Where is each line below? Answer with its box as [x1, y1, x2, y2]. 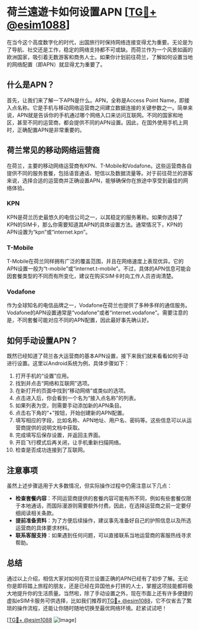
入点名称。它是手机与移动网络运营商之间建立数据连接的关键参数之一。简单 [6, 104, 188, 111]
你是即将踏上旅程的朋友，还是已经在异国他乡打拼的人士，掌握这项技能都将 [6, 582, 188, 589]
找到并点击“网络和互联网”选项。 [15, 380, 93, 387]
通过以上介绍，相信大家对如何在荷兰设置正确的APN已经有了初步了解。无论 [6, 575, 188, 582]
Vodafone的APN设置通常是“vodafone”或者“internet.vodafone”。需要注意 [6, 309, 184, 317]
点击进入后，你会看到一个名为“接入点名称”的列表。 [15, 395, 139, 402]
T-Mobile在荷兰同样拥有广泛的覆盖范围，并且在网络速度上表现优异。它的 [6, 258, 184, 265]
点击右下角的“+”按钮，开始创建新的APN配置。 [15, 409, 128, 417]
